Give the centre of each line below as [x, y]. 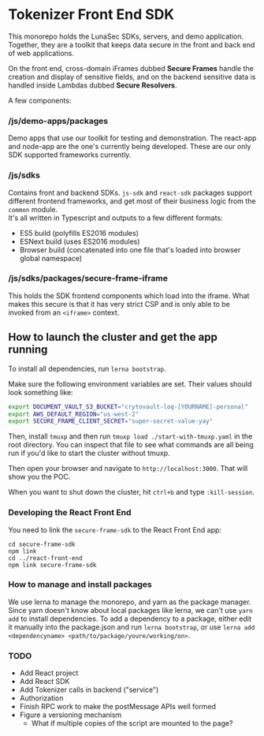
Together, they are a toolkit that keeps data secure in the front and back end [132, 44]
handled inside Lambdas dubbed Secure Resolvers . [93, 85]
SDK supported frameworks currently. [70, 155]
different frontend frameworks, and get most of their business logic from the [132, 201]
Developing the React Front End [70, 513]
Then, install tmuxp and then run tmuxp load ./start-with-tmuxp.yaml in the [130, 436]
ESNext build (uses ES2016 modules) [80, 241]
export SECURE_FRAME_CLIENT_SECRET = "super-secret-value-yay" [111, 421]
